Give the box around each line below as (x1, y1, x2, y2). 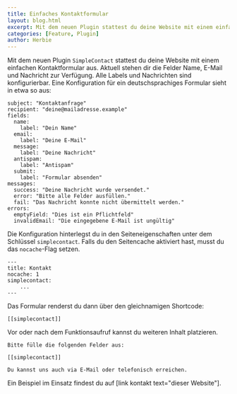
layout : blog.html (7, 17, 61, 24)
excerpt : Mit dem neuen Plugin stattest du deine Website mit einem (7, 23, 213, 30)
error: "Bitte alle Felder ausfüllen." (13, 192, 131, 200)
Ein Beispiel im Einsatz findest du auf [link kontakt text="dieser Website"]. (7, 379, 221, 388)
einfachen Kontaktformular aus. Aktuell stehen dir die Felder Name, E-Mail (7, 64, 223, 72)
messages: (7, 180, 37, 187)
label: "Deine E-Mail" (20, 137, 87, 144)
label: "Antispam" (20, 162, 74, 169)
